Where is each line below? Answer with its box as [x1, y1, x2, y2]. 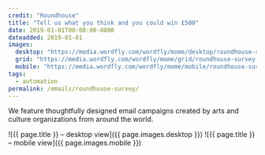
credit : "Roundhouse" [8, 11, 80, 20]
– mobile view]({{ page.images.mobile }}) [8, 138, 142, 148]
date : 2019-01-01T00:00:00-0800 [8, 26, 114, 34]
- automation [15, 77, 58, 85]
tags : [8, 70, 26, 78]
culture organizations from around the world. [8, 115, 154, 124]
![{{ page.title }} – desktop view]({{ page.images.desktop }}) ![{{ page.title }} [8, 130, 256, 139]
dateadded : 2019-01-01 [8, 33, 83, 42]
